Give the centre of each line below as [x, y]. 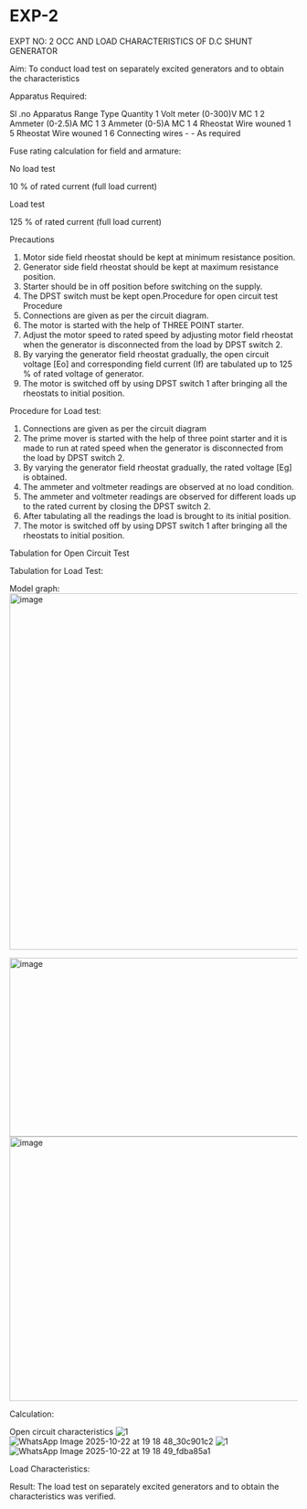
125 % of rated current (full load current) [86, 221]
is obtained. [45, 477]
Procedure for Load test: [56, 410]
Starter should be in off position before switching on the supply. [143, 286]
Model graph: [35, 588]
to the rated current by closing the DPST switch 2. [117, 506]
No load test [32, 168]
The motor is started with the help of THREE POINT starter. [133, 324]
